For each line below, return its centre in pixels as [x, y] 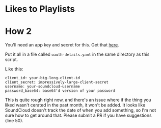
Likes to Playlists [40, 9]
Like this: [14, 69]
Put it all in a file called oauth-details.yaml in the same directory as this [77, 54]
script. [12, 60]
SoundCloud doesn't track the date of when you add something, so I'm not [80, 110]
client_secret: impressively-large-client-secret [57, 82]
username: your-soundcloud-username [42, 86]
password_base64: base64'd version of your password [60, 91]
